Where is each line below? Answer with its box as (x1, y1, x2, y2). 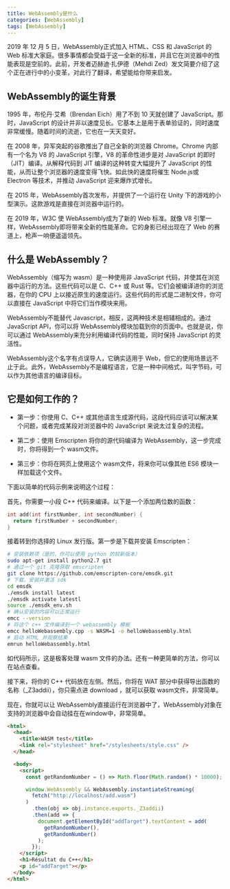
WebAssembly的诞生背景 (7, 90, 117, 102)
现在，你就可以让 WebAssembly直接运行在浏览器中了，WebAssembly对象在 (7, 700, 222, 709)
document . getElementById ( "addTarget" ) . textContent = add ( (37, 817, 207, 825)
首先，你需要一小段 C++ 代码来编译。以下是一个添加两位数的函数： (7, 497, 198, 505)
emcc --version (7, 615, 51, 622)
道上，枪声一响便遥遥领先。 (7, 231, 86, 240)
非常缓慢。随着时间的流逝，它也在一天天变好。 (7, 127, 139, 136)
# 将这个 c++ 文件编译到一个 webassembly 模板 (7, 621, 130, 629)
